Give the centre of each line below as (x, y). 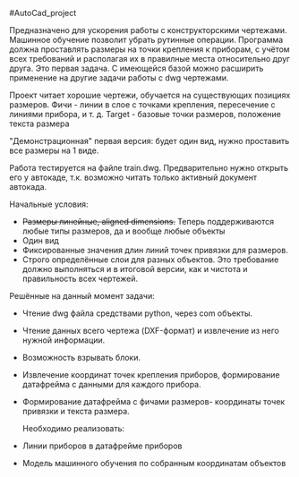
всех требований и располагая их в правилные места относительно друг (150, 59)
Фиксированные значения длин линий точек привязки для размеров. (155, 250)
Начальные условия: (49, 204)
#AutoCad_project (43, 13)
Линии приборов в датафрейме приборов (102, 446)
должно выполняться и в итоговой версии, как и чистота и (135, 269)
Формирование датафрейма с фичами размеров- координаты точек (154, 401)
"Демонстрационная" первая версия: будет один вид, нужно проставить (149, 141)
